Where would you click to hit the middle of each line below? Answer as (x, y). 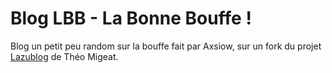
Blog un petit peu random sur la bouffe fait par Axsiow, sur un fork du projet (166, 46)
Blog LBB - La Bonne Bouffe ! (131, 18)
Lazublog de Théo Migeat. (64, 56)
